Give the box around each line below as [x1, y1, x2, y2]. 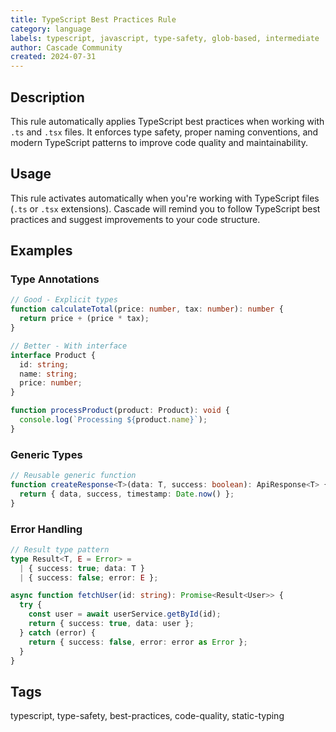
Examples [10, 242, 73, 260]
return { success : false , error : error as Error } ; [28, 637, 248, 647]
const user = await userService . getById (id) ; [28, 609, 222, 620]
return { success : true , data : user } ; [28, 619, 195, 629]
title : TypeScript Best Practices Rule [10, 14, 177, 25]
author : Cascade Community [10, 42, 123, 53]
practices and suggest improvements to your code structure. [10, 213, 261, 225]
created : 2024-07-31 [10, 52, 97, 62]
